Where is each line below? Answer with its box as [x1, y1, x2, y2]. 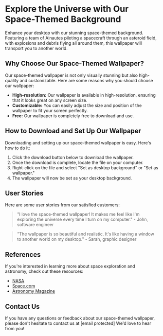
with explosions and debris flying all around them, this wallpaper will [5, 40, 142, 46]
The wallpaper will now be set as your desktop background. [12, 175, 132, 181]
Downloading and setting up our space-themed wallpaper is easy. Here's [5, 140, 152, 145]
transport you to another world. [5, 45, 68, 51]
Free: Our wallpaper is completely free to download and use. [12, 113, 134, 119]
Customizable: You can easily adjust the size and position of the [12, 102, 142, 108]
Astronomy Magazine [12, 288, 55, 294]
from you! [5, 326, 25, 331]
